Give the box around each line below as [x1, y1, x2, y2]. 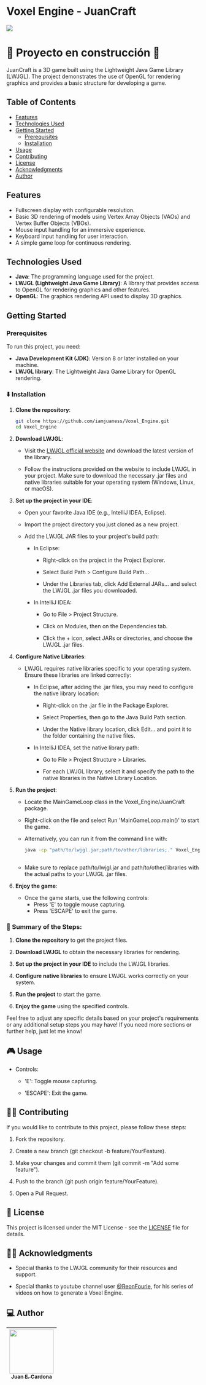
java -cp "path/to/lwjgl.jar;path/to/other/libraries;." [24, 847, 174, 853]
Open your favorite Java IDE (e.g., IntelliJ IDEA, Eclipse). [24, 509, 167, 516]
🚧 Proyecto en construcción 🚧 [6, 46, 161, 60]
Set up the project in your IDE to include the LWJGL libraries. [15, 960, 170, 968]
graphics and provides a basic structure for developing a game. [6, 79, 167, 87]
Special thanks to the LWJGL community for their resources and [15, 1265, 177, 1272]
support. [15, 1271, 37, 1278]
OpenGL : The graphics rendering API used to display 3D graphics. [15, 293, 183, 300]
